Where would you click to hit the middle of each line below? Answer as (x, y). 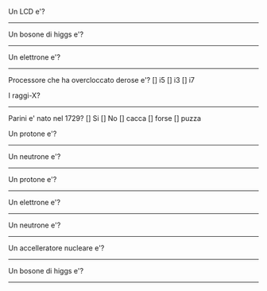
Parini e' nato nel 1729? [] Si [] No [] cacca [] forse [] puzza (104, 118)
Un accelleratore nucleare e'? (56, 248)
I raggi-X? (25, 95)
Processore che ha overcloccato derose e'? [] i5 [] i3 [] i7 (102, 80)
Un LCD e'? (27, 12)
